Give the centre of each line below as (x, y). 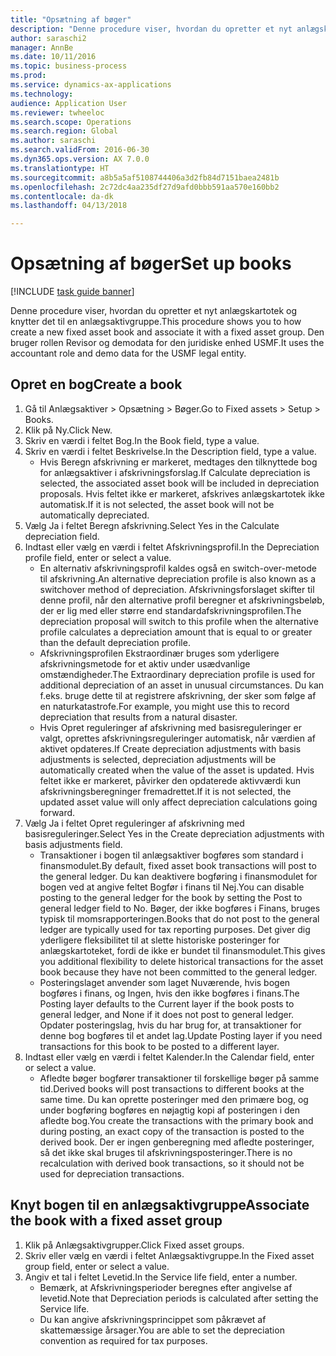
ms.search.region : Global (64, 131)
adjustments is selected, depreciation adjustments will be (158, 759)
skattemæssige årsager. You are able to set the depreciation (162, 1330)
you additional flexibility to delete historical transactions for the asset (181, 961)
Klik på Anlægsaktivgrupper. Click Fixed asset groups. (134, 1245)
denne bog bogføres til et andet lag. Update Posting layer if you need (181, 1035)
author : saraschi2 (48, 38)
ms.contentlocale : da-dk (62, 196)
